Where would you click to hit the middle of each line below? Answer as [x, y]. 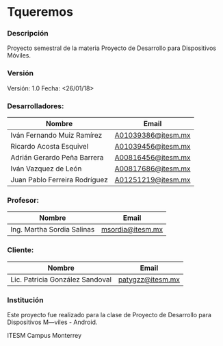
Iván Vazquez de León [46, 169]
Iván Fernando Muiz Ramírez [56, 136]
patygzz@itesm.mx [149, 280]
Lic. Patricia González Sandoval [61, 280]
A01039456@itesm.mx [153, 147]
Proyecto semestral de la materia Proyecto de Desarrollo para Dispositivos [112, 48]
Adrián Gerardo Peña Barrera [57, 158]
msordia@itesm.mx [132, 230]
